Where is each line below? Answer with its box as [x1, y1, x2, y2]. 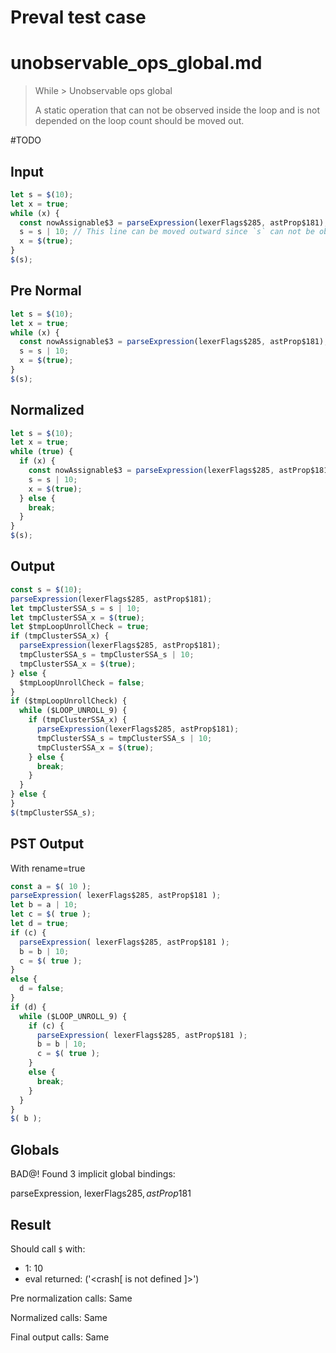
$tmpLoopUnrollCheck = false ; [19, 677, 145, 688]
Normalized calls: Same [10, 1311, 108, 1323]
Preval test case [10, 6, 147, 29]
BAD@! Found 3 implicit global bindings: [10, 1168, 176, 1180]
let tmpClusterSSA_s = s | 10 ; [10, 603, 141, 613]
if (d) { [10, 1002, 47, 1012]
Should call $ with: [10, 1242, 86, 1255]
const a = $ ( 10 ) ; [10, 881, 92, 891]
